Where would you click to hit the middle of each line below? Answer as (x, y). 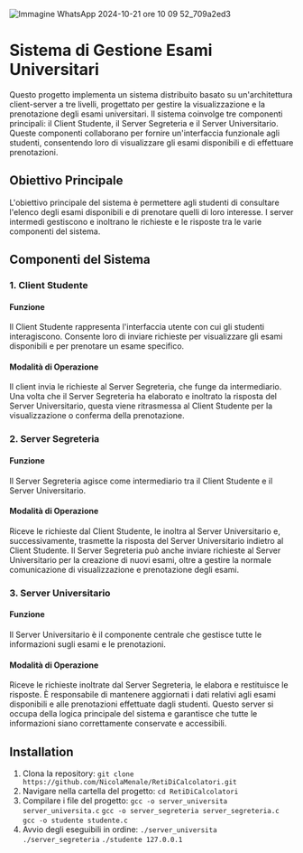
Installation (41, 751)
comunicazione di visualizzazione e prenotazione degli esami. (124, 569)
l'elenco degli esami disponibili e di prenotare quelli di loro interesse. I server (151, 211)
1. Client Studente (49, 286)
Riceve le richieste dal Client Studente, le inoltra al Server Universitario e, (145, 531)
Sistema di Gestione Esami (111, 51)
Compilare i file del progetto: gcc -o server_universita (125, 801)
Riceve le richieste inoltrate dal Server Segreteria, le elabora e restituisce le (149, 685)
